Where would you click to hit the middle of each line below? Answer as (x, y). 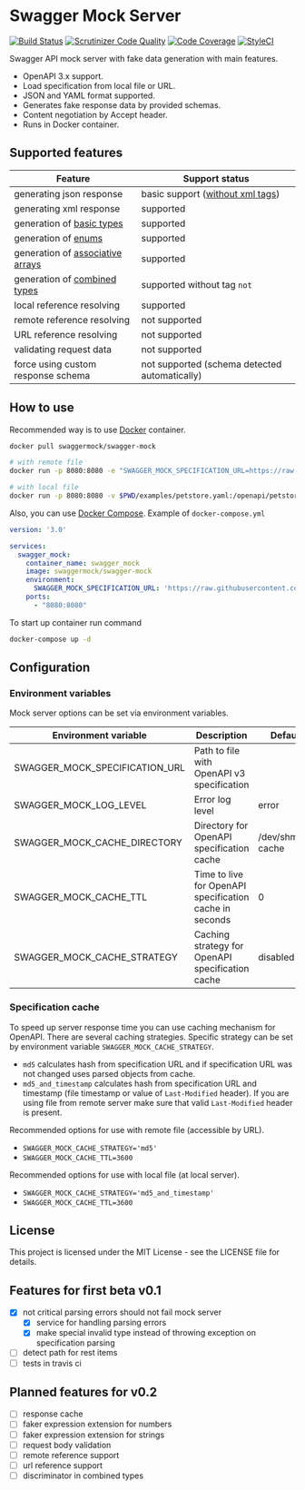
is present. (42, 1112)
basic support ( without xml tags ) (211, 193)
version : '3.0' (38, 529)
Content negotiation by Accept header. (95, 114)
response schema (52, 375)
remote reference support (71, 1455)
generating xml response (67, 208)
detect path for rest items (70, 1353)
